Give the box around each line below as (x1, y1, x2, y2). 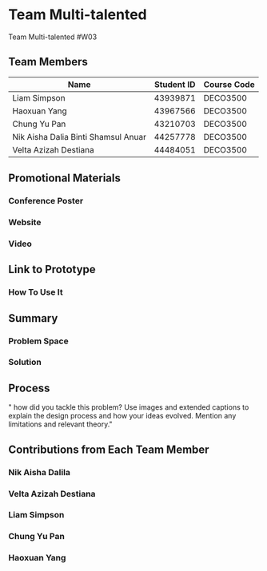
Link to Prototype (8, 263, 96, 276)
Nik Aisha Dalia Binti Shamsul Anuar (12, 131, 146, 142)
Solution (8, 357, 42, 368)
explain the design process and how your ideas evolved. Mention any (8, 411, 237, 421)
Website (8, 216, 42, 228)
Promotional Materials (8, 172, 122, 185)
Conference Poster (8, 196, 84, 207)
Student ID (154, 78, 196, 89)
